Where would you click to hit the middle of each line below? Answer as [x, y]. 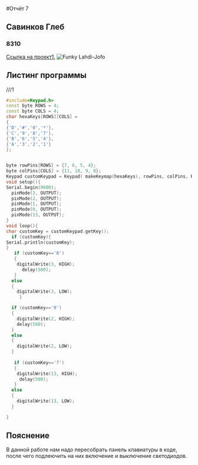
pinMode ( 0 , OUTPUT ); [37, 209]
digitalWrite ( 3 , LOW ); [44, 292]
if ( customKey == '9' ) [37, 308]
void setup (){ [24, 182]
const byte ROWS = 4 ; [33, 106]
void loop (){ [22, 226]
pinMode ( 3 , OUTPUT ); [37, 193]
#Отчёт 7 [17, 9]
